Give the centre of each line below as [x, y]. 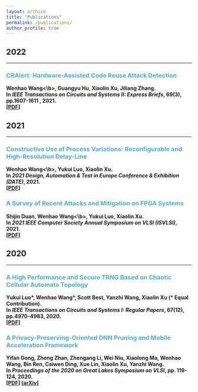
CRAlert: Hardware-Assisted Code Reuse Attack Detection [91, 75]
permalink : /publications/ [39, 22]
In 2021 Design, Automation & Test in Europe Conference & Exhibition [93, 176]
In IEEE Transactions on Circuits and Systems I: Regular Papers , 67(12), [95, 309]
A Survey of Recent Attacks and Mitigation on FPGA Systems [95, 203]
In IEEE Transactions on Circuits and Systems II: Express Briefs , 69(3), [94, 94]
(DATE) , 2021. [23, 182]
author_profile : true [33, 28]
